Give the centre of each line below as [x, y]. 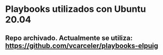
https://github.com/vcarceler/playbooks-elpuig [82, 46]
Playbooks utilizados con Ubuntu [76, 9]
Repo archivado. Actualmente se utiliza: [69, 38]
